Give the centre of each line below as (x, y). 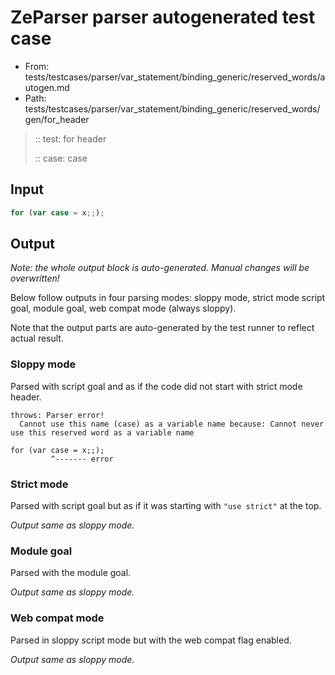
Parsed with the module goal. (71, 573)
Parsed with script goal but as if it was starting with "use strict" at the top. (166, 506)
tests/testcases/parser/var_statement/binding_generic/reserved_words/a (175, 77)
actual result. (37, 338)
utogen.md (47, 87)
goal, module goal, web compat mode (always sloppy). (123, 308)
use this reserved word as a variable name (102, 432)
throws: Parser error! (57, 415)
